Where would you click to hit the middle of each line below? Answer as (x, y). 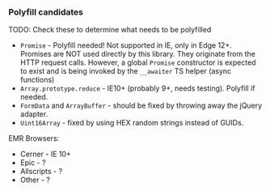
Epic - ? (33, 163)
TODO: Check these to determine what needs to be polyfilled (110, 30)
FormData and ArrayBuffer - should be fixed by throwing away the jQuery (141, 106)
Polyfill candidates (46, 12)
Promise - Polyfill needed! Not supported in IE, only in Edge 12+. (126, 45)
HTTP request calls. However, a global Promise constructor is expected (138, 62)
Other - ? (35, 180)
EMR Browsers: (34, 138)
